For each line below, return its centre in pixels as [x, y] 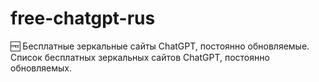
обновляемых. [41, 68]
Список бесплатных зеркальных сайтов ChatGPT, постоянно [140, 57]
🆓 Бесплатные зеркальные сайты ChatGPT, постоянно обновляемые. [160, 46]
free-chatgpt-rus [83, 18]
